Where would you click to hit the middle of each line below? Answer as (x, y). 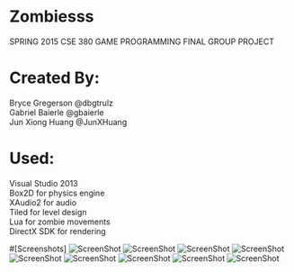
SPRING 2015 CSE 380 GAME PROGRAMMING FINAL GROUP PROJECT (142, 41)
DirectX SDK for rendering (58, 231)
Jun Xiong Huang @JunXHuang (68, 122)
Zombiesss (52, 17)
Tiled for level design (48, 212)
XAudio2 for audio (43, 202)
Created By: (55, 78)
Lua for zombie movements (60, 222)
